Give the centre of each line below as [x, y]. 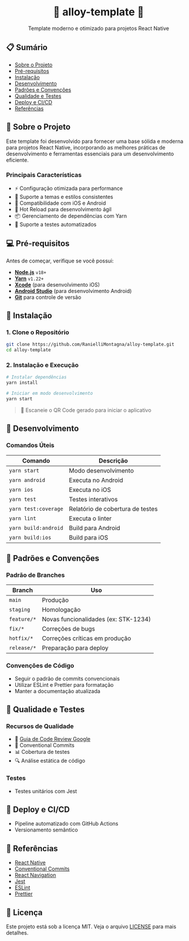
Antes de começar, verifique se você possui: [60, 261]
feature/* [23, 619]
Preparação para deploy [75, 648]
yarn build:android [36, 528]
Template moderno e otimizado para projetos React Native [99, 28]
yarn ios [21, 490]
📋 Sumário [27, 47]
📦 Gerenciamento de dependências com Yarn [71, 216]
